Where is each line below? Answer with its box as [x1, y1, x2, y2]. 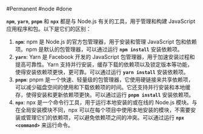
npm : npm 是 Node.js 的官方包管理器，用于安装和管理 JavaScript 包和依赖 [15, 38, 197, 45]
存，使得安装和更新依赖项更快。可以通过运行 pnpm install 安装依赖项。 [15, 91, 195, 98]
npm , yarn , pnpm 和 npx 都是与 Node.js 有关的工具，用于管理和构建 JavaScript [6, 18, 196, 25]
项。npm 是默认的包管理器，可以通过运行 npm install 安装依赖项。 [15, 45, 183, 53]
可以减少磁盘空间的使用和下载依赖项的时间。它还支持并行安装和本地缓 [15, 84, 191, 90]
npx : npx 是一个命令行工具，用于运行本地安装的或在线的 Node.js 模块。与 [15, 99, 198, 106]
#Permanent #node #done [6, 5, 73, 12]
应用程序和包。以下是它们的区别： [6, 25, 92, 32]
